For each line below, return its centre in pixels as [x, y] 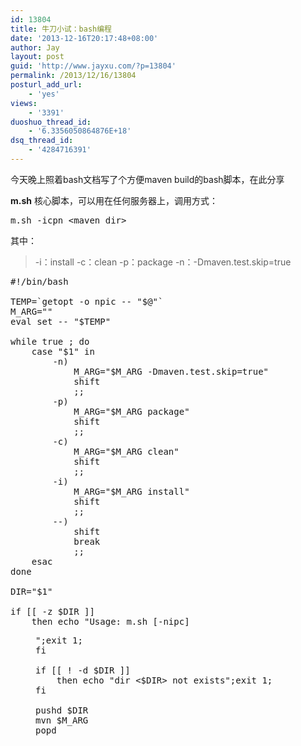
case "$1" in [63, 351]
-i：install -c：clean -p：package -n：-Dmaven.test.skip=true [163, 262]
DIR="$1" [31, 591]
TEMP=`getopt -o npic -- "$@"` [87, 301]
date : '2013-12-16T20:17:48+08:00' [84, 38]
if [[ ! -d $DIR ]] [83, 670]
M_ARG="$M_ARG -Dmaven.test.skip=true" [171, 371]
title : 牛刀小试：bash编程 [61, 29]
